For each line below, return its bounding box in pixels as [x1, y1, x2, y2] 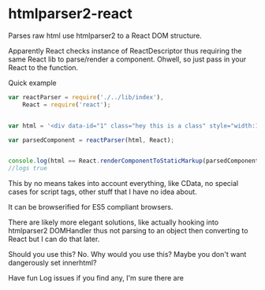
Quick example [8, 78, 57, 87]
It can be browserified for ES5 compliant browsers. [8, 203, 174, 212]
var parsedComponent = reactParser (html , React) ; [8, 136, 175, 144]
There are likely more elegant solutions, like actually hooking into [8, 217, 219, 227]
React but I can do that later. [8, 234, 100, 244]
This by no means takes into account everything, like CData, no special [8, 179, 239, 188]
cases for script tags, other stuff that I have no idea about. [8, 187, 197, 197]
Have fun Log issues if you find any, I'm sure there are [8, 273, 184, 283]
